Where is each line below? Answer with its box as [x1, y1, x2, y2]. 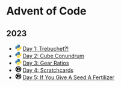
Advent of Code [6, 4, 87, 18]
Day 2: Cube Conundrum [22, 53, 84, 60]
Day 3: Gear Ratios [22, 59, 69, 67]
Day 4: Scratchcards [22, 66, 74, 74]
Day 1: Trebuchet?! [22, 45, 69, 53]
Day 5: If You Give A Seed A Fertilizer [22, 74, 115, 81]
